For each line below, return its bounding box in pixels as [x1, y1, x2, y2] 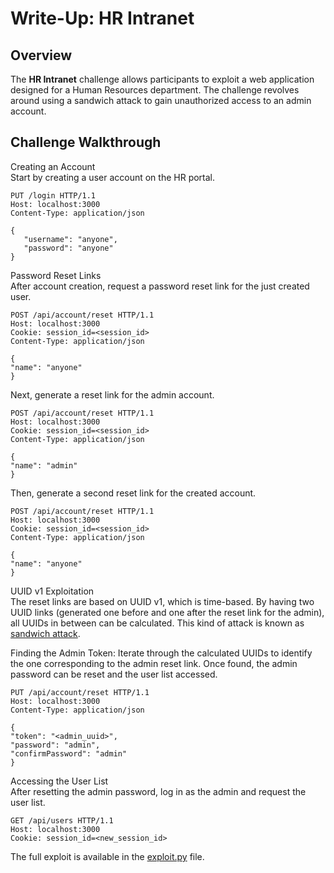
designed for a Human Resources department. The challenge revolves [10, 84, 300, 96]
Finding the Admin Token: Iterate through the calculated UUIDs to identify [10, 647, 313, 659]
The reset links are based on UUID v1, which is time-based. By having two [10, 595, 315, 607]
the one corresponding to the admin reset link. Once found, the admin [10, 657, 298, 669]
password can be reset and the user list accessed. [10, 668, 218, 680]
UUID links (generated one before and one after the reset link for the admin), [10, 606, 325, 618]
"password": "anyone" [23, 243, 114, 253]
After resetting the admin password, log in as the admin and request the [10, 785, 307, 797]
